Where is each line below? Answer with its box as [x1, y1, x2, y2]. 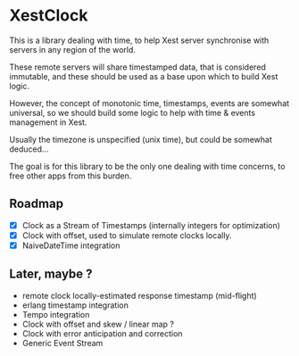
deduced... [9, 144, 49, 154]
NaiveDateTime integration [21, 240, 120, 251]
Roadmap [9, 196, 64, 211]
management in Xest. [9, 117, 87, 128]
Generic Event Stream [21, 337, 104, 348]
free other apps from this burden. [9, 170, 132, 181]
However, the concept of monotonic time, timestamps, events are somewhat [9, 97, 290, 108]
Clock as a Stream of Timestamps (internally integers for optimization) [21, 219, 281, 230]
